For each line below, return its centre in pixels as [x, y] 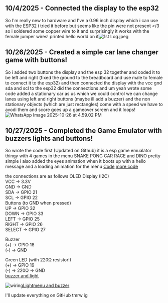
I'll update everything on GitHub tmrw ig [46, 295]
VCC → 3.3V [18, 182]
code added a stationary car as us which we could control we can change [81, 93]
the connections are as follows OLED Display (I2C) [57, 176]
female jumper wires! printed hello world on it [52, 36]
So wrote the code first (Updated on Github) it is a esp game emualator [78, 151]
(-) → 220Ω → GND [25, 270]
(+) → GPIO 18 [20, 245]
